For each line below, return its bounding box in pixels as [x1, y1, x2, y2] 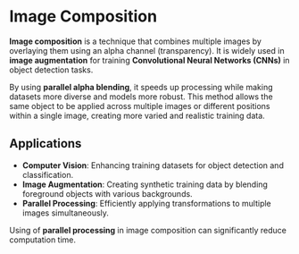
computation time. [9, 234, 77, 245]
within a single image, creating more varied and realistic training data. [9, 110, 265, 121]
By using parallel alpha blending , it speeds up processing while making [9, 81, 274, 92]
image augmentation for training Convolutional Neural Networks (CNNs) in [9, 55, 290, 65]
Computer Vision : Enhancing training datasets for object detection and [21, 159, 284, 171]
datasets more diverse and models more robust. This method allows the [9, 91, 274, 102]
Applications [9, 136, 82, 151]
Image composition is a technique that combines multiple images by [9, 36, 262, 47]
